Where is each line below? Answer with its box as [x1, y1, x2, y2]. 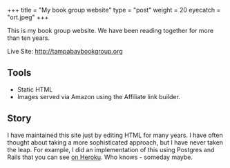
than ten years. [7, 34, 50, 42]
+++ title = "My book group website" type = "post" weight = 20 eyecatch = [7, 6, 221, 14]
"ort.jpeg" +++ [7, 13, 49, 21]
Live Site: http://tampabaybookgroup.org [7, 48, 123, 55]
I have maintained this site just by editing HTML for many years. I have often [7, 131, 223, 139]
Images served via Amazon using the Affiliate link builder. [17, 92, 181, 101]
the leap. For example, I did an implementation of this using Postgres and [7, 145, 215, 154]
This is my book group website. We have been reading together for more [7, 27, 214, 34]
